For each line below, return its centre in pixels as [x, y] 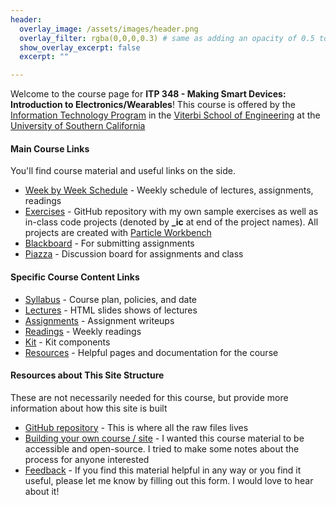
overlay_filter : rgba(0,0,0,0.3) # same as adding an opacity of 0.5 [167, 38]
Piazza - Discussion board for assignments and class [134, 254]
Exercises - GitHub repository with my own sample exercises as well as [171, 212]
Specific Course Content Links [75, 277]
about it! [42, 491]
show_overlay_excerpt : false [80, 47]
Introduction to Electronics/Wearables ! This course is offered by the [153, 105]
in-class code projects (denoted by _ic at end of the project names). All [171, 222]
